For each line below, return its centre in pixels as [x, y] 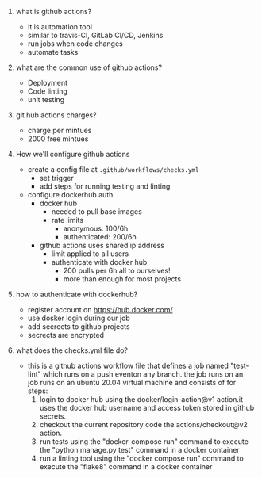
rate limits [67, 220]
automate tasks [53, 52]
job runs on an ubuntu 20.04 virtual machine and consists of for [132, 382]
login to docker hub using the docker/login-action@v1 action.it [141, 399]
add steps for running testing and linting [105, 186]
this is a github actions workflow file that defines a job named [128, 365]
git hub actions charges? [56, 115]
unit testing [46, 99]
